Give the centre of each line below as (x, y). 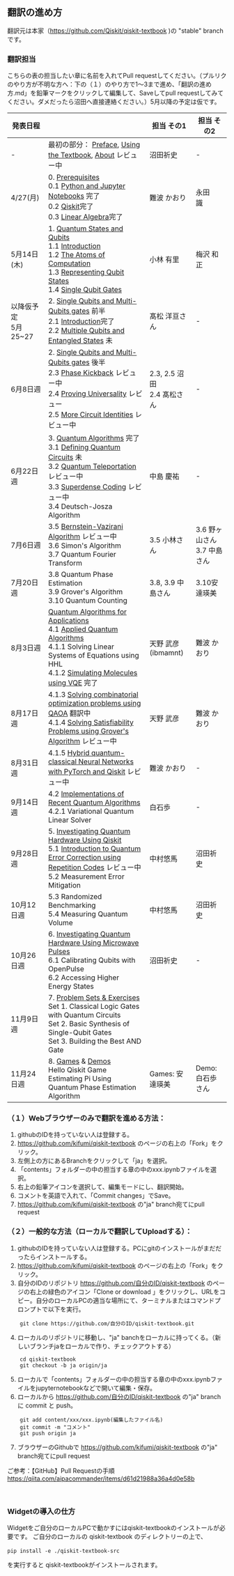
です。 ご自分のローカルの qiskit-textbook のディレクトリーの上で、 (110, 1536)
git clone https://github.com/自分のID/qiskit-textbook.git (107, 1323)
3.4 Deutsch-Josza (80, 507)
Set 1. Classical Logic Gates (94, 1007)
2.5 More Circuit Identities (91, 415)
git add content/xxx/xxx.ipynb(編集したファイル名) (92, 1420)
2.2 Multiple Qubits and (87, 331)
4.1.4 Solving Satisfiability (91, 723)
